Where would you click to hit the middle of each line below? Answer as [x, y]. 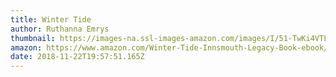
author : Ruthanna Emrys [60, 29]
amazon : [26, 47]
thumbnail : [33, 38]
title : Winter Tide [51, 19]
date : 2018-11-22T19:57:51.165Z [77, 57]
